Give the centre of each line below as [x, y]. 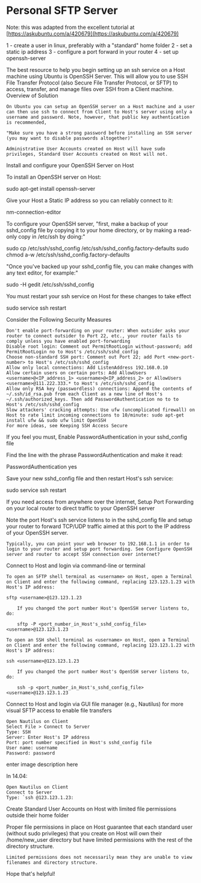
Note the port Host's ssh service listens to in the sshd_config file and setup [99, 520]
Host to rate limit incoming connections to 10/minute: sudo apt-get [95, 415]
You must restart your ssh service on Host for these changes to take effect [99, 296]
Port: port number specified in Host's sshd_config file [79, 742]
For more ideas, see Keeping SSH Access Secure [67, 426]
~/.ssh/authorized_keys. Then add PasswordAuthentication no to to [93, 399]
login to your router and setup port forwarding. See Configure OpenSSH [99, 549]
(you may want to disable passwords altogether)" [70, 138]
